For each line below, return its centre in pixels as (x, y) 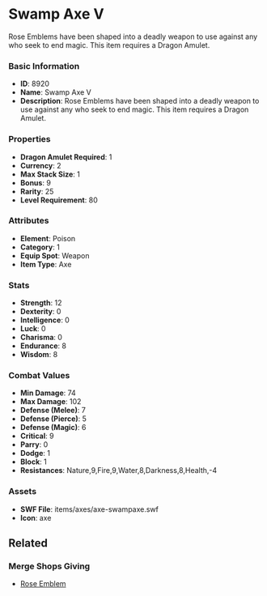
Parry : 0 (34, 445)
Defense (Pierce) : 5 (53, 419)
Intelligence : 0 (45, 320)
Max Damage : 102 (51, 402)
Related (28, 543)
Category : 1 (40, 247)
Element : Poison (48, 238)
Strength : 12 (41, 303)
